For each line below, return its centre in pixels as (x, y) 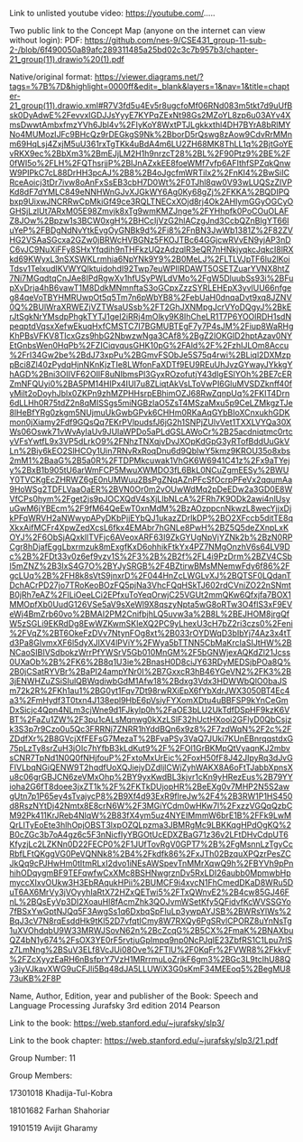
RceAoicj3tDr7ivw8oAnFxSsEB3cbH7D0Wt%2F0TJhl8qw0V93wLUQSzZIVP (151, 182)
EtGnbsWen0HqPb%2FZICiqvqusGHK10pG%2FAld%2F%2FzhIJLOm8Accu (149, 345)
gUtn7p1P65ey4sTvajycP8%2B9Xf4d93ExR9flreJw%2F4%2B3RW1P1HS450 (151, 796)
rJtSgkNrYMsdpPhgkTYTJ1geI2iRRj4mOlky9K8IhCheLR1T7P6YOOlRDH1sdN (150, 316)
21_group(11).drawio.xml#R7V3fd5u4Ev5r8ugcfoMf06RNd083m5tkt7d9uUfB (151, 106)
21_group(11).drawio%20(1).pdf (67, 59)
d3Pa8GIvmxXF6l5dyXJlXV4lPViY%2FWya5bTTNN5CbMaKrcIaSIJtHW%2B (151, 643)
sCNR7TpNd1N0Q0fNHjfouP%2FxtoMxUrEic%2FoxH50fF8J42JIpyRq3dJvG (151, 758)
